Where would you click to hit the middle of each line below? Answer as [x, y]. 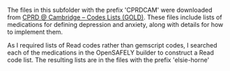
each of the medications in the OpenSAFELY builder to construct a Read [111, 52]
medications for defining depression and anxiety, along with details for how [115, 24]
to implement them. [35, 32]
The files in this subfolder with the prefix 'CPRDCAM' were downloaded [110, 10]
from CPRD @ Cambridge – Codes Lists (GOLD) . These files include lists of [115, 17]
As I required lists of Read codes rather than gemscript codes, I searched [112, 45]
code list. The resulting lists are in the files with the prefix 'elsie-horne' [108, 60]
